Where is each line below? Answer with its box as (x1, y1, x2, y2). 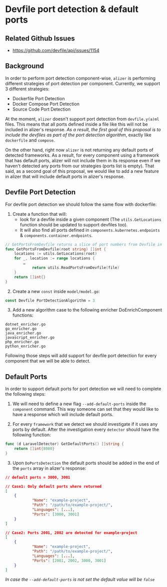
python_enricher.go (5, 344, 46, 349)
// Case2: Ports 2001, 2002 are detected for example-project (5, 530, 137, 535)
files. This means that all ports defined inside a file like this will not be (5, 121, 148, 127)
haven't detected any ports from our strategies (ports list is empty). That (5, 163, 154, 169)
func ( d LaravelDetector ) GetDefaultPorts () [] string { (5, 442, 124, 447)
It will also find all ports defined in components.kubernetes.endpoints (19, 227, 160, 233)
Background (5, 62, 44, 71)
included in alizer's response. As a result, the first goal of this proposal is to (5, 126, 161, 132)
